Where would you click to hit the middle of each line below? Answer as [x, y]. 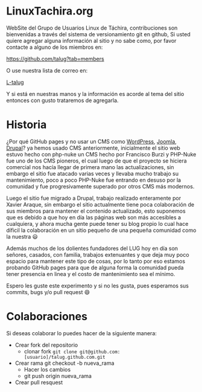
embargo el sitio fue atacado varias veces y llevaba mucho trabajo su [93, 173]
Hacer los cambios [47, 369]
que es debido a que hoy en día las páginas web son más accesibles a [94, 217]
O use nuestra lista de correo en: [47, 70]
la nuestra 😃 [22, 236]
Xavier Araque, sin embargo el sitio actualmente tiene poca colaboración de [100, 204]
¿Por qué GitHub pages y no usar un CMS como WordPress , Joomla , [91, 141]
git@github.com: [100, 352]
